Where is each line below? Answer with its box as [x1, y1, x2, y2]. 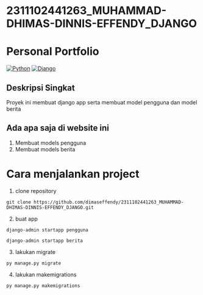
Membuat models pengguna [15, 139, 87, 147]
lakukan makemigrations [15, 271, 77, 278]
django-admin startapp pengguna [6, 227, 88, 233]
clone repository [15, 187, 57, 194]
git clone [6, 199, 32, 205]
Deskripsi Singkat [6, 82, 75, 93]
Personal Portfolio [6, 45, 99, 59]
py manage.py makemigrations [6, 282, 80, 289]
